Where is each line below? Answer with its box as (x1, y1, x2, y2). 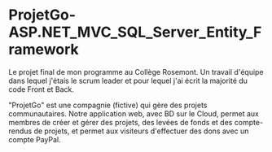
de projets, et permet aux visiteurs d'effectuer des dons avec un (33, 126, 249, 136)
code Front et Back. (8, 84, 75, 94)
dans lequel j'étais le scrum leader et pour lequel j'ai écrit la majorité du (8, 76, 248, 85)
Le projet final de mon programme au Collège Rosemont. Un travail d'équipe (8, 67, 264, 76)
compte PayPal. (8, 134, 61, 144)
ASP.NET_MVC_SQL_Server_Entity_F (8, 23, 262, 41)
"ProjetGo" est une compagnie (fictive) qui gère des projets (8, 100, 208, 110)
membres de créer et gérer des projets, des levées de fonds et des (8, 117, 233, 127)
